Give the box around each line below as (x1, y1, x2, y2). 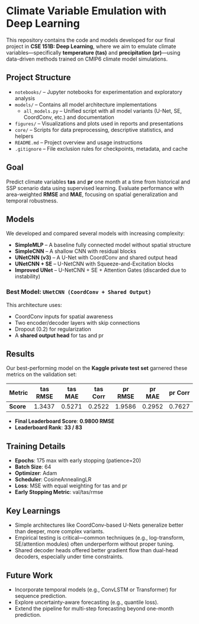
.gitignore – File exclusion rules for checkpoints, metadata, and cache (14, 145, 188, 152)
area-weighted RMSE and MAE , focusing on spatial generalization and (6, 191, 178, 198)
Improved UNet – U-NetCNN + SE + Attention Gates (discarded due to (14, 267, 187, 274)
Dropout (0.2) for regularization (14, 325, 92, 332)
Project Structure (6, 72, 71, 83)
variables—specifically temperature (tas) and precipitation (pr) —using (6, 49, 181, 56)
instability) (14, 273, 40, 280)
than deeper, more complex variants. (14, 528, 105, 535)
